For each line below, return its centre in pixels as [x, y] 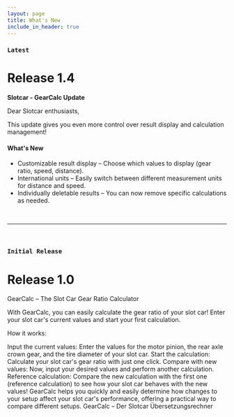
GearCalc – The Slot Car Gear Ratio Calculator [73, 299]
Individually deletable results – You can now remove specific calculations [122, 193]
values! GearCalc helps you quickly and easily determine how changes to [112, 391]
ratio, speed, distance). [50, 171]
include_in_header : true [43, 27]
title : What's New [34, 20]
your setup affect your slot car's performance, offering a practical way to [112, 399]
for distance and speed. [51, 186]
